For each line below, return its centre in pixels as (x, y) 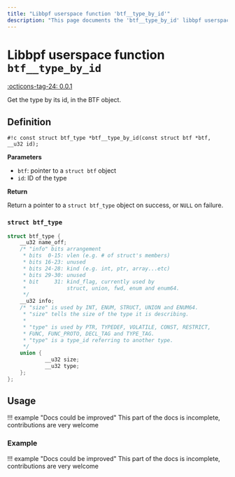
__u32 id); (23, 144)
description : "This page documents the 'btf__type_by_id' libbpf (104, 20)
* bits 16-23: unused (54, 262)
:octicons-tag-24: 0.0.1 (40, 86)
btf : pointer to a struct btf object (67, 171)
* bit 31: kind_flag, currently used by (89, 282)
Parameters (24, 157)
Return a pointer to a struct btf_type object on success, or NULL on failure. (115, 205)
